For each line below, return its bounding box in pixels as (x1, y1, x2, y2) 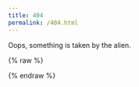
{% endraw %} (8, 71, 56, 80)
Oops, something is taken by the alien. (8, 40, 131, 49)
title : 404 (8, 11, 44, 20)
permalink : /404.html (8, 19, 79, 27)
